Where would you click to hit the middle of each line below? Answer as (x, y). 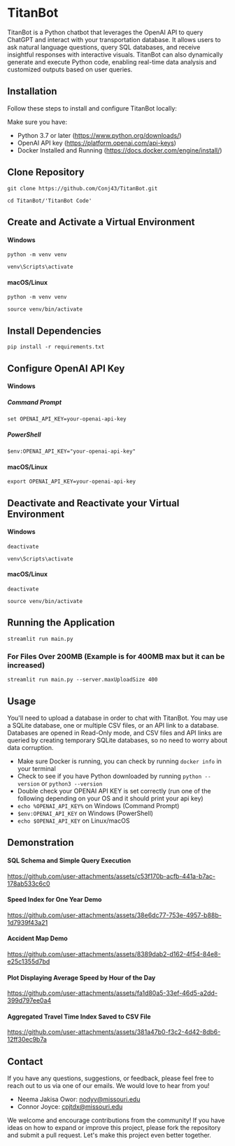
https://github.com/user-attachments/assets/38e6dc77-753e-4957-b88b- (115, 915)
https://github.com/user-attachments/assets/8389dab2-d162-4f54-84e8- (114, 954)
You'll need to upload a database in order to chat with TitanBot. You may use (117, 718)
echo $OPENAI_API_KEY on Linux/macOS (73, 821)
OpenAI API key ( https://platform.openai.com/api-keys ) (97, 143)
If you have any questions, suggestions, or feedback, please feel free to (111, 1078)
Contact (25, 1061)
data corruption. (30, 748)
